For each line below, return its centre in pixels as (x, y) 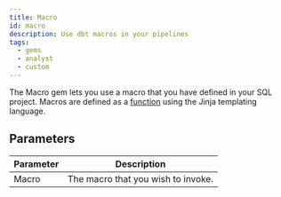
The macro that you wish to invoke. (140, 178)
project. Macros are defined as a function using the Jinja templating (133, 101)
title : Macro (33, 17)
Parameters (42, 139)
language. (28, 111)
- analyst (35, 59)
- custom (33, 67)
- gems (29, 51)
